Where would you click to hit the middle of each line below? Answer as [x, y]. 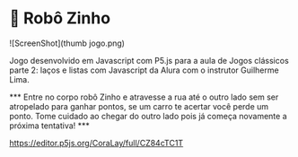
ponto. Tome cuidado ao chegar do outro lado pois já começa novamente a [148, 116]
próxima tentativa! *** [49, 126]
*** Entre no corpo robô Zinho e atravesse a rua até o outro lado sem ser [144, 97]
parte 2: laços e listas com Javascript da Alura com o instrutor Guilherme [145, 70]
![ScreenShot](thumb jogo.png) [67, 43]
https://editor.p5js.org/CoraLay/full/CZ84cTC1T [96, 143]
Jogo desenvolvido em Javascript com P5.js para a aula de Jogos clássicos [149, 60]
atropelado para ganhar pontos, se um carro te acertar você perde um [139, 106]
